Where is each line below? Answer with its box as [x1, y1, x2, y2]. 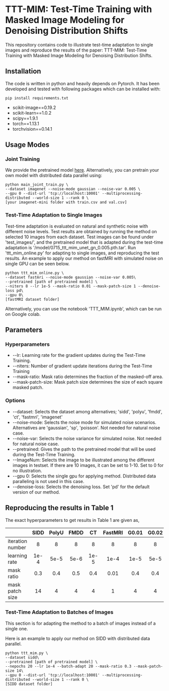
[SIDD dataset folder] [5, 681, 53, 686]
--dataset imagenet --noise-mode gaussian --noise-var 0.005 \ [5, 187, 141, 192]
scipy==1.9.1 [12, 115, 38, 121]
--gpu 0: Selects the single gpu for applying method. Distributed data [12, 473, 156, 479]
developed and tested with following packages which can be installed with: [5, 86, 161, 92]
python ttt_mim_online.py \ [5, 270, 64, 276]
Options [5, 397, 25, 404]
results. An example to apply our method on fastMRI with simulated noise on [5, 255, 163, 261]
